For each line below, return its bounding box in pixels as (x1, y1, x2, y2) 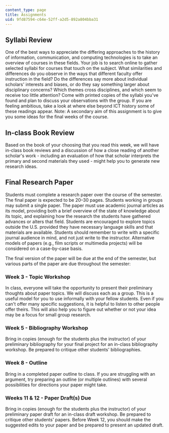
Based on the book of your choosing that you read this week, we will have (5, 142, 159, 148)
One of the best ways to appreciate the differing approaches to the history (5, 49, 160, 55)
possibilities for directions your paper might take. (5, 381, 107, 388)
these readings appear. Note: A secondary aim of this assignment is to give (5, 109, 162, 115)
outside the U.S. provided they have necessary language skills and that (5, 224, 153, 230)
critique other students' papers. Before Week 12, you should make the (5, 417, 151, 422)
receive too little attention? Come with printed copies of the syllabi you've (5, 92, 158, 98)
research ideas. (5, 163, 38, 169)
